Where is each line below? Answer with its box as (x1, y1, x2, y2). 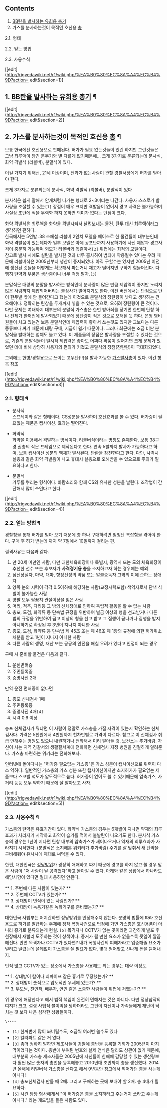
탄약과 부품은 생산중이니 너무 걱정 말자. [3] (14, 271, 97, 277)
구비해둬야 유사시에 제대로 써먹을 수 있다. (5, 851, 85, 857)
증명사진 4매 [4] (12, 709, 44, 715)
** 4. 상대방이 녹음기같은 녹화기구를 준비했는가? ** (5, 904, 104, 910)
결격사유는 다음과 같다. (5, 549, 49, 555)
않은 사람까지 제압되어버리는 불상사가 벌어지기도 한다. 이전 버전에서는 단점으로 (5, 288, 157, 294)
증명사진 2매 (12, 675, 37, 681)
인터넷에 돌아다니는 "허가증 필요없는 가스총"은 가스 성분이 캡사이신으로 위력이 (5, 761, 156, 767)
